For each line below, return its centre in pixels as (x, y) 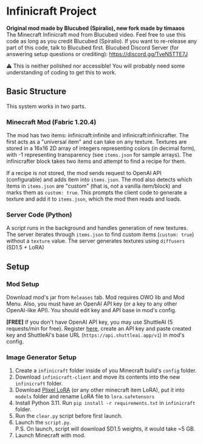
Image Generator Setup (42, 357)
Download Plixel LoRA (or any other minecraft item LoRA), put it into (100, 390)
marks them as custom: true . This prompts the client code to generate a (97, 193)
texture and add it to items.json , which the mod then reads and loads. (94, 199)
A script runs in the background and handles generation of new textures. (97, 228)
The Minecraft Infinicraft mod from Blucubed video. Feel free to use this (96, 34)
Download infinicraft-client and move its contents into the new (98, 377)
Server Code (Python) (39, 215)
